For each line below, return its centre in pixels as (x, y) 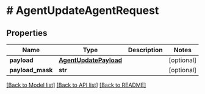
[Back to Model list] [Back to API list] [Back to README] (76, 85)
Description (145, 50)
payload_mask (31, 70)
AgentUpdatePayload (91, 60)
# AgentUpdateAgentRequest (83, 11)
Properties (27, 33)
